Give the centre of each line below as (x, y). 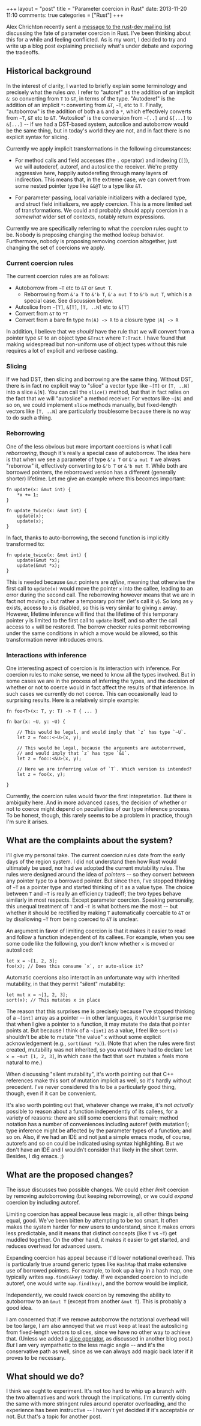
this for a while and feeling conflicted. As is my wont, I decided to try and (96, 39)
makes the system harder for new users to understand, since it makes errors (100, 1227)
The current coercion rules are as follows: (58, 276)
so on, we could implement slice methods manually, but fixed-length (91, 405)
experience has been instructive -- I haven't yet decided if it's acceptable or (100, 1410)
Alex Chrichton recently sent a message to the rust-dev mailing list (88, 27)
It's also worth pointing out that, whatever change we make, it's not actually (100, 1105)
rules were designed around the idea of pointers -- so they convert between (100, 874)
